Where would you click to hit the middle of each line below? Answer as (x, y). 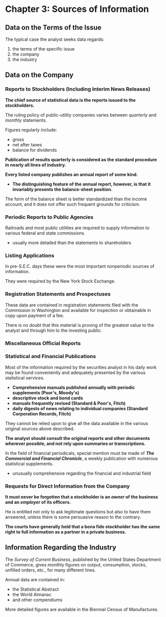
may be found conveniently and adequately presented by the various (75, 372)
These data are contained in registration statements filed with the (72, 305)
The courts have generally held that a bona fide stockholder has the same (83, 527)
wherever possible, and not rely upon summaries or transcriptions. (76, 443)
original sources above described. (40, 429)
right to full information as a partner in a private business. (66, 532)
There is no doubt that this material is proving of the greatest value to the (80, 325)
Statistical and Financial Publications (51, 357)
